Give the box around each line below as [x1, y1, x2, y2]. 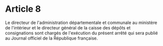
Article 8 [5, 3, 41, 15]
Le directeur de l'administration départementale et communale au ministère [5, 20, 158, 25]
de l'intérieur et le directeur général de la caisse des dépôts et [5, 24, 131, 30]
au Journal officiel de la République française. [5, 35, 98, 41]
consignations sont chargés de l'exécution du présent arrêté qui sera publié [5, 30, 158, 36]
